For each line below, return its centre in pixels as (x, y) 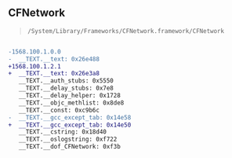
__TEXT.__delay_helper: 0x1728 (70, 96)
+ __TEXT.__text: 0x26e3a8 (54, 74)
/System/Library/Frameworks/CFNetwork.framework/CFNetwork (126, 31)
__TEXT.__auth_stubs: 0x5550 (66, 81)
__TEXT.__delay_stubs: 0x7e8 (66, 88)
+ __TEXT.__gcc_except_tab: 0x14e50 (70, 125)
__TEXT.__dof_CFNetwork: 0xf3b (70, 147)
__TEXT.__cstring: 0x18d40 (63, 132)
